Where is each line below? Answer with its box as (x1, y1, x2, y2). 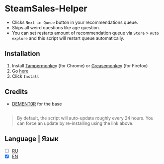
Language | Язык (4, 135, 59, 143)
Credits (4, 88, 28, 96)
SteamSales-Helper (4, 3, 87, 14)
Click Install (11, 73, 39, 79)
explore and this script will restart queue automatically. (11, 35, 125, 41)
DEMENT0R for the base (11, 101, 62, 107)
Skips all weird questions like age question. (11, 24, 100, 30)
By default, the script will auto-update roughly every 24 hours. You (16, 115, 154, 121)
